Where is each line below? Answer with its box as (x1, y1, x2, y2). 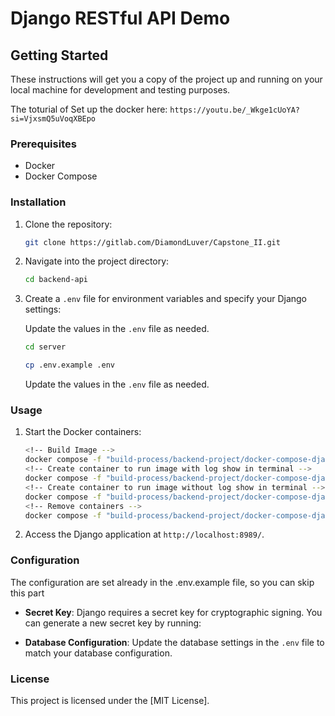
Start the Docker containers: (24, 426, 142, 438)
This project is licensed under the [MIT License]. (10, 694, 210, 706)
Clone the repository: (24, 218, 113, 230)
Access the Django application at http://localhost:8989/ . (24, 528, 265, 541)
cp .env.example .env (24, 360, 115, 371)
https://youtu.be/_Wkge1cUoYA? (169, 105, 300, 115)
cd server (24, 342, 67, 352)
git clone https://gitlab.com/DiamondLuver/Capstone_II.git (24, 237, 281, 247)
